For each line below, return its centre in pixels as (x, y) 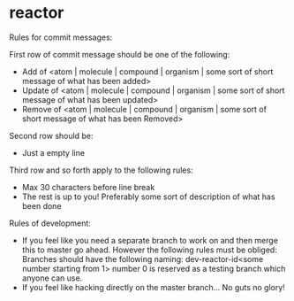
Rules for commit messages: (61, 37)
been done (41, 205)
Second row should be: (51, 135)
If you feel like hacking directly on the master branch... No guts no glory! (153, 287)
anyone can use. (52, 278)
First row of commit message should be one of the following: (120, 54)
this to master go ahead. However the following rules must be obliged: (150, 250)
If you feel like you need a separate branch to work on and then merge (150, 240)
